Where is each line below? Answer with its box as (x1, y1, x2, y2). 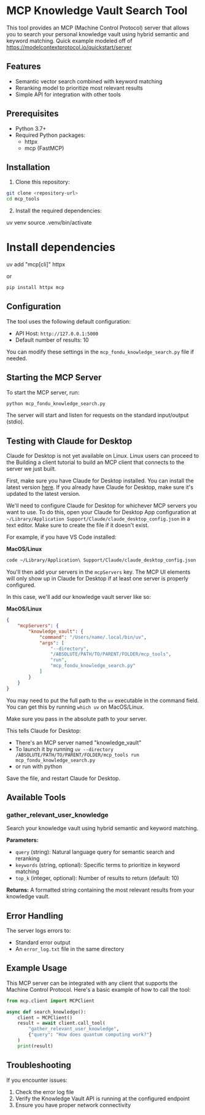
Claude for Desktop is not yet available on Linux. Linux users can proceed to (6, 452, 199, 460)
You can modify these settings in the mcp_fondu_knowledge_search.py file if (6, 348, 195, 355)
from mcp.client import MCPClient (6, 998, 95, 1004)
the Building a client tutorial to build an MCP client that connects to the (6, 458, 185, 466)
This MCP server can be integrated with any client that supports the (6, 979, 178, 987)
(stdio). (6, 418, 25, 425)
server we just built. (6, 465, 56, 473)
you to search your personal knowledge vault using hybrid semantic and (6, 30, 189, 37)
